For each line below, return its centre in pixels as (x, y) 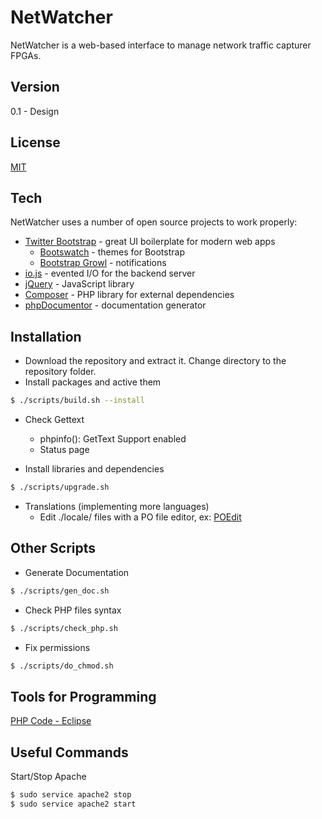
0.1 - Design (35, 111)
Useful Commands (69, 752)
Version (35, 87)
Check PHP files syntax (73, 610)
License (35, 142)
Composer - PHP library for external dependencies (129, 295)
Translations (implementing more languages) (117, 506)
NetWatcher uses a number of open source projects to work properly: (154, 222)
